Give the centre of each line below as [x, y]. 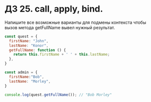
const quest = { [21, 36]
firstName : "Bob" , [27, 77]
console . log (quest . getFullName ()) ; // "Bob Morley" [58, 95]
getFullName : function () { [38, 50]
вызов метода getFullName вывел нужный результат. [60, 27]
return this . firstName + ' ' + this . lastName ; [62, 54]
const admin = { [21, 72]
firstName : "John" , [29, 41]
